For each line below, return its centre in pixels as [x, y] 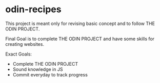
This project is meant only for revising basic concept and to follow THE [80, 23]
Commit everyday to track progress [50, 74]
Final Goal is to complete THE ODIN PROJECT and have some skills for [80, 39]
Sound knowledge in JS [38, 69]
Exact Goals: [19, 54]
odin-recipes [33, 9]
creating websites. [25, 44]
